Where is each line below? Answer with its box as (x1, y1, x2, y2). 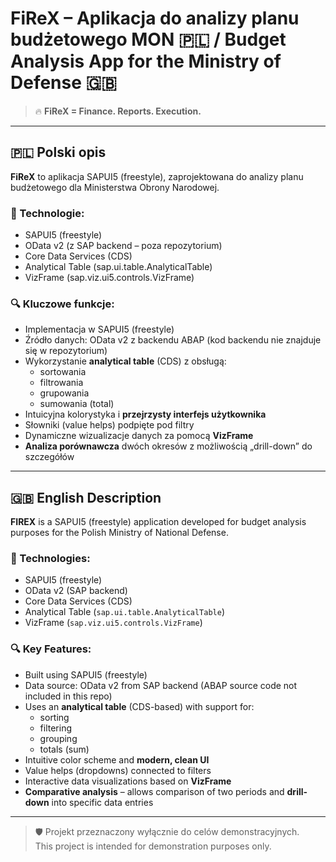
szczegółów (24, 451, 75, 463)
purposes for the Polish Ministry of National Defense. (10, 527, 229, 539)
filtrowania (39, 377, 84, 389)
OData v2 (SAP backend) (24, 585, 128, 597)
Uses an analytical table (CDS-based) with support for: (24, 700, 255, 712)
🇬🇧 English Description (10, 489, 162, 506)
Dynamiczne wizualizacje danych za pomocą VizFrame (24, 430, 254, 442)
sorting (39, 711, 70, 723)
